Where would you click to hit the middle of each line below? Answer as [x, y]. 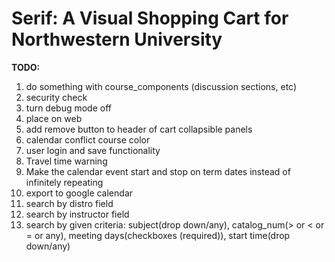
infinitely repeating [64, 182]
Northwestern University [117, 39]
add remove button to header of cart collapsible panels [139, 129]
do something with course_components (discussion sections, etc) [161, 86]
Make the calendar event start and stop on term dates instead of [158, 171]
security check [56, 97]
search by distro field [69, 203]
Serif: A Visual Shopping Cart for [150, 18]
